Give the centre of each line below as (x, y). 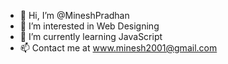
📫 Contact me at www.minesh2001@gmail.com (118, 48)
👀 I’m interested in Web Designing (89, 26)
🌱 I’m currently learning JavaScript (91, 36)
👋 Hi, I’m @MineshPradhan (74, 15)
